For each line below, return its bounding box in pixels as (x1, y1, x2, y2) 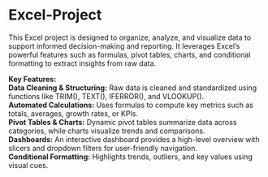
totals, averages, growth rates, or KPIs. (8, 108, 139, 119)
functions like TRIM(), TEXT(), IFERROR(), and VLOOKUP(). (8, 91, 205, 101)
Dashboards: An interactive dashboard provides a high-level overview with (8, 134, 260, 144)
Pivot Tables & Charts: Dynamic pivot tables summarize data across (8, 117, 237, 127)
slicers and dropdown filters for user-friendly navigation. (8, 143, 197, 153)
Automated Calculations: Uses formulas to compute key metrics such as (8, 100, 254, 110)
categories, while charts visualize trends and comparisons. (8, 126, 205, 136)
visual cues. (8, 160, 49, 170)
